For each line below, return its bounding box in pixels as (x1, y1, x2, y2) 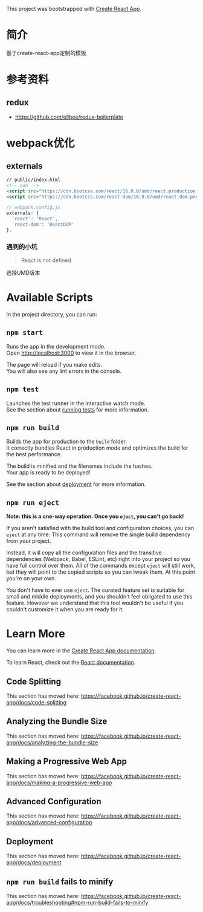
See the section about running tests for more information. (6, 405, 149, 413)
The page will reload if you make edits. (6, 361, 103, 368)
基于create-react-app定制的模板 (6, 49, 86, 56)
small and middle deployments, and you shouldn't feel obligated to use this (6, 593, 193, 600)
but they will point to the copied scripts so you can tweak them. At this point (6, 568, 195, 576)
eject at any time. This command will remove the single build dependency (6, 531, 191, 538)
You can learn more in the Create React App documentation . (6, 647, 156, 654)
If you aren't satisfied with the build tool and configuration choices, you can (6, 525, 195, 532)
